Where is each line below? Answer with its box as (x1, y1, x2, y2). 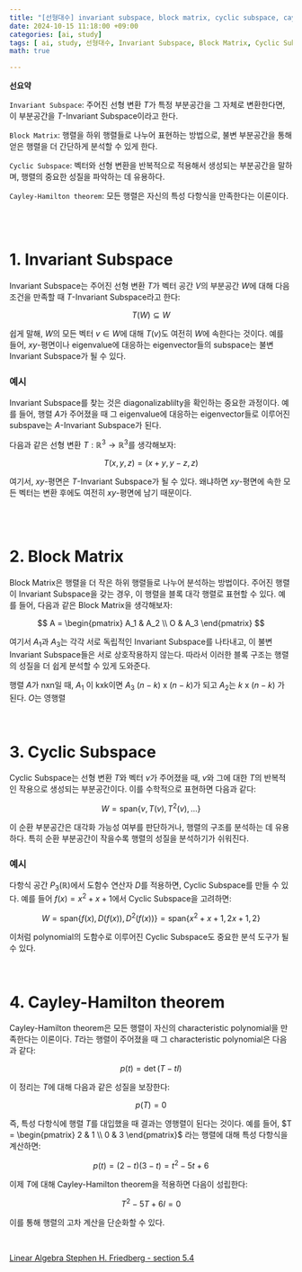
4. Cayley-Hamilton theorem (9, 991, 226, 1012)
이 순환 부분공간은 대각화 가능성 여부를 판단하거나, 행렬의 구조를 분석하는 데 (9, 822, 273, 833)
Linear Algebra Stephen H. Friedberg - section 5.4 (9, 1252, 195, 1263)
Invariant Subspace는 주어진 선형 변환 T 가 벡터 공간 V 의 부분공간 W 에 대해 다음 (9, 281, 290, 291)
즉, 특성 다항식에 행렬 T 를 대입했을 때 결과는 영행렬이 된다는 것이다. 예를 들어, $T (9, 1118, 292, 1129)
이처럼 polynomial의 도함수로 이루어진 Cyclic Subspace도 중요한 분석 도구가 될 (9, 931, 289, 942)
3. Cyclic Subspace (9, 741, 157, 762)
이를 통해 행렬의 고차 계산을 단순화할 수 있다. (9, 1216, 165, 1228)
